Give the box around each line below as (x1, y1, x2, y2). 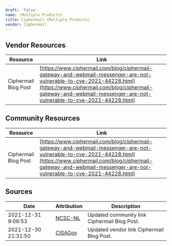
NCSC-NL (55, 214, 81, 221)
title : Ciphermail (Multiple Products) (5, 17, 91, 22)
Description (111, 202, 141, 210)
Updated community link (87, 211, 147, 218)
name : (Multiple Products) (5, 12, 63, 17)
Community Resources (5, 114, 80, 123)
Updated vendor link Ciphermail (87, 226, 164, 233)
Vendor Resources (5, 40, 66, 49)
